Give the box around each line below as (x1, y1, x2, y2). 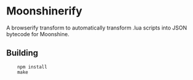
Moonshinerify (6, 4, 83, 18)
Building (6, 48, 38, 58)
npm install (17, 64, 47, 70)
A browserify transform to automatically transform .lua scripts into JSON (6, 24, 187, 31)
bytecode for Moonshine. (6, 30, 70, 37)
